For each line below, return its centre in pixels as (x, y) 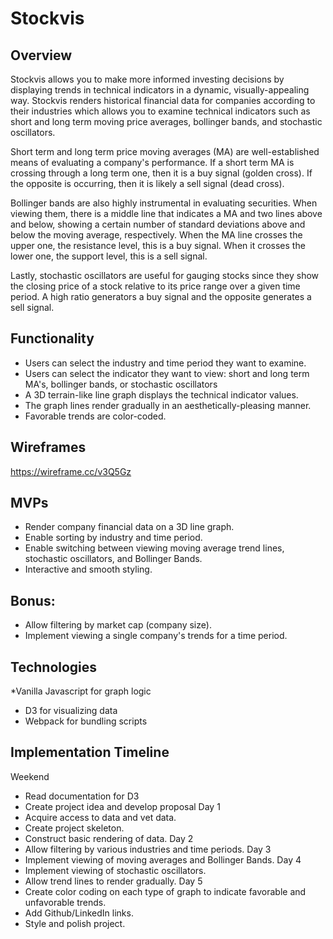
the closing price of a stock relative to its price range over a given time (155, 286)
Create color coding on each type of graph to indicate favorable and (165, 891)
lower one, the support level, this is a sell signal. (109, 256)
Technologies (54, 667)
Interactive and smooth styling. (88, 569)
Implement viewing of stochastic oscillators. (115, 870)
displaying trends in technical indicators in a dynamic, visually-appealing (160, 90)
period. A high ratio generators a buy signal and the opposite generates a (161, 296)
